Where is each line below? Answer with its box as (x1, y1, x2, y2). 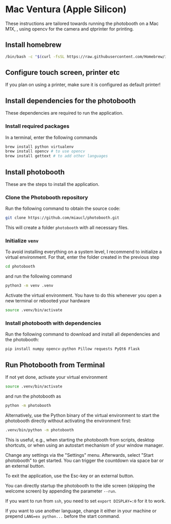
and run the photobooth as (5, 393, 61, 399)
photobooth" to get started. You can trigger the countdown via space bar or (5, 457, 164, 463)
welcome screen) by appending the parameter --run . (5, 488, 117, 494)
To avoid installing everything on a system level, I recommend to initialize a (5, 249, 162, 255)
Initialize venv (5, 237, 39, 244)
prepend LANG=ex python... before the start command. (5, 513, 121, 519)
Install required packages (5, 123, 70, 130)
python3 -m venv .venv (5, 283, 53, 288)
